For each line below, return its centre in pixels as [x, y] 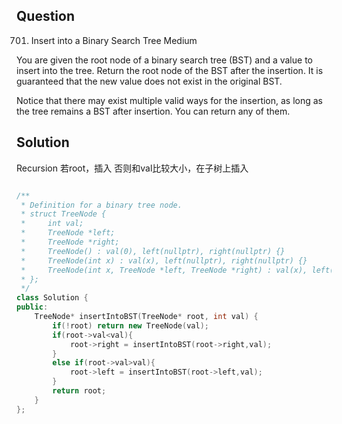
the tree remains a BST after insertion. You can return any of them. [153, 111]
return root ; [79, 391]
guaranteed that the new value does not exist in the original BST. [149, 81]
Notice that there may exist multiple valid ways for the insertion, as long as [170, 100]
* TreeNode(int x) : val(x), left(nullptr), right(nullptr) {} [164, 260]
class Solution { [52, 298]
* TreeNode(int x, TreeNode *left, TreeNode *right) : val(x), [164, 270]
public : [32, 307]
